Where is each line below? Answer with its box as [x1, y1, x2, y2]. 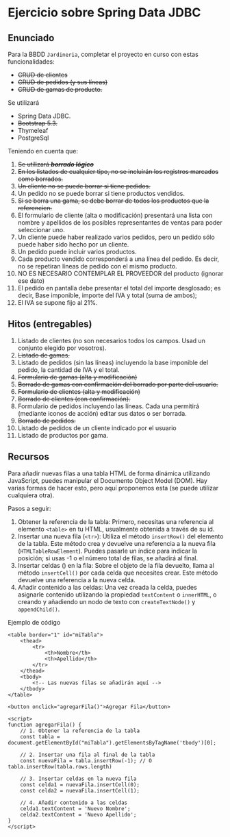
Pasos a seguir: [8, 504, 51, 512]
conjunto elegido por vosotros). [17, 344, 107, 352]
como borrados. [17, 175, 64, 183]
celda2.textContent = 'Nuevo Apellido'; [20, 811, 137, 818]
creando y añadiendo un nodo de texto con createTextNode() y [17, 597, 196, 605]
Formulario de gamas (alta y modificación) [17, 373, 138, 381]
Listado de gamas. [17, 351, 71, 359]
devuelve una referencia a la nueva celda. [17, 575, 136, 584]
